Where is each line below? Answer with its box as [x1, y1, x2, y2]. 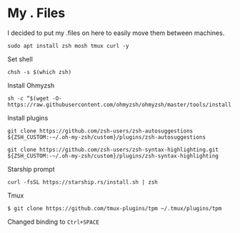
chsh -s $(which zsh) [7, 68, 72, 76]
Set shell [7, 55, 34, 63]
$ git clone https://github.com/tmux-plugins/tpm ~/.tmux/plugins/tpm [7, 204, 222, 212]
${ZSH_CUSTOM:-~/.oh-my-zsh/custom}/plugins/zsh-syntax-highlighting [7, 152, 219, 160]
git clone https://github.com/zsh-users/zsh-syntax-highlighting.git [7, 146, 219, 153]
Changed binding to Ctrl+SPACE [7, 217, 100, 226]
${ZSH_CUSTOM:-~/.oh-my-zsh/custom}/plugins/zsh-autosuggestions [7, 133, 206, 140]
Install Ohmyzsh [7, 81, 55, 90]
